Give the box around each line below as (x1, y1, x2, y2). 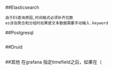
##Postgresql (5, 30, 34, 35)
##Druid (5, 44, 23, 50)
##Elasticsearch (5, 5, 39, 10)
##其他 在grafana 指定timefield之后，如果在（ (5, 59, 102, 65)
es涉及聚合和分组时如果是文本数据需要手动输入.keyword (5, 20, 108, 26)
